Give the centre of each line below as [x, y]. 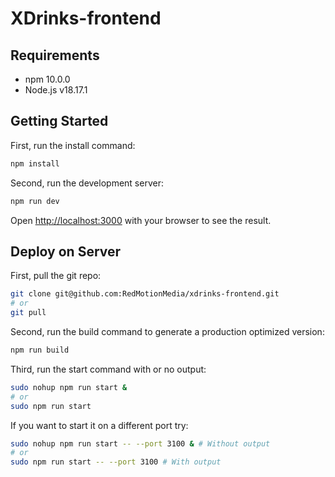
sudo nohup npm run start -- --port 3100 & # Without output [140, 443]
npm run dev [35, 201]
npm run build [40, 350]
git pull [28, 313]
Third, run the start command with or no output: [108, 369]
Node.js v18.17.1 [56, 90]
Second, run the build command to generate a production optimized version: [167, 331]
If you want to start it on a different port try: [99, 425]
